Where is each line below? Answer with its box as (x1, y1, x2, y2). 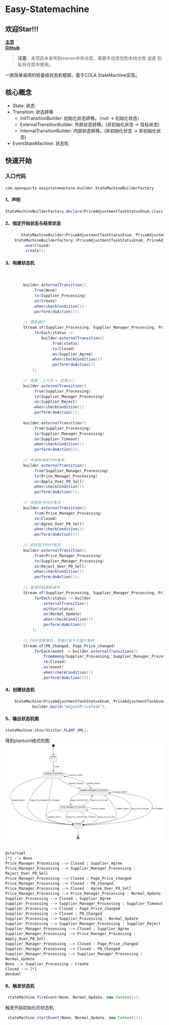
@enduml (5, 972, 22, 977)
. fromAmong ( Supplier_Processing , (41, 654, 112, 659)
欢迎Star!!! (5, 25, 39, 33)
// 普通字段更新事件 (23, 585, 60, 590)
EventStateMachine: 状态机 (12, 140, 69, 146)
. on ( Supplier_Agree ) (50, 351, 94, 357)
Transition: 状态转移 (12, 109, 54, 115)
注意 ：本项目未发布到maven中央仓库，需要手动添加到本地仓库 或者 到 (17, 55, 162, 61)
